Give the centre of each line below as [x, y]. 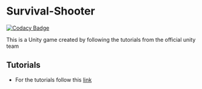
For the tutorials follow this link [53, 79]
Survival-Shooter [51, 11]
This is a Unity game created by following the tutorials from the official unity [101, 39]
